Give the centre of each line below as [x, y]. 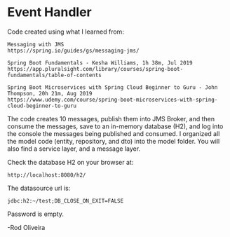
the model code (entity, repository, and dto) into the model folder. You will [114, 141]
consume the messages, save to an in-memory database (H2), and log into [115, 126]
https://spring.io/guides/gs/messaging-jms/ [73, 50]
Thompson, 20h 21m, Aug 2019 [50, 93]
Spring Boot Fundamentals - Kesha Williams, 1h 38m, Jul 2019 [100, 63]
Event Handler [50, 12]
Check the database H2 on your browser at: [70, 162]
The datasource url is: [39, 188]
